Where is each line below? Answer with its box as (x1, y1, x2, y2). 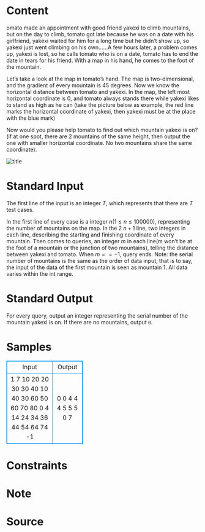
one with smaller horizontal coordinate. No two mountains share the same (6, 139, 193, 146)
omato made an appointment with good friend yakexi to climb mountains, (6, 24, 191, 31)
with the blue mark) (6, 114, 56, 122)
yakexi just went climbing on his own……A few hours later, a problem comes (6, 44, 198, 51)
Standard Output (6, 292, 93, 306)
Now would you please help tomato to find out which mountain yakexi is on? (6, 126, 198, 133)
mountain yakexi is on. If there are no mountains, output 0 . (6, 318, 153, 326)
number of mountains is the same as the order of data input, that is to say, (6, 257, 193, 264)
